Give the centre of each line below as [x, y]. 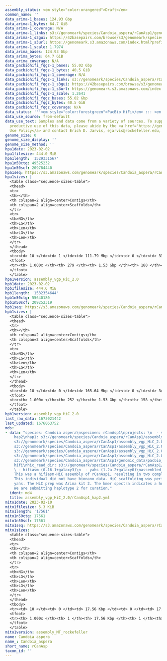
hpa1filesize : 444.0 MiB [31, 154]
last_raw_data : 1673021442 [33, 418]
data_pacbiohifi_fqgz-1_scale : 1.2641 [45, 93]
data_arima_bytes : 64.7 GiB [34, 56]
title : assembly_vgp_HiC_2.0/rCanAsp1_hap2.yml [60, 498]
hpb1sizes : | [19, 312]
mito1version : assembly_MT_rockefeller [46, 633]
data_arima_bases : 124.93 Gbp [37, 51]
